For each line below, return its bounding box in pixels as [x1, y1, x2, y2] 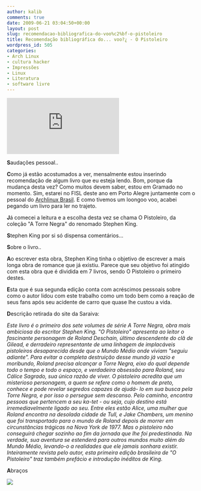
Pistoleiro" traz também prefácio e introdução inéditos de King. [7, 456, 163, 462]
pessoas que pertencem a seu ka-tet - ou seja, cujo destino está [7, 398, 167, 405]
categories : [7, 48, 36, 54]
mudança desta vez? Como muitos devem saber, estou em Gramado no [7, 183, 183, 190]
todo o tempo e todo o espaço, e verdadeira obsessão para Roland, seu [7, 366, 185, 373]
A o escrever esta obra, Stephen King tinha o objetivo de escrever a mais [7, 255, 185, 262]
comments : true [7, 14, 45, 20]
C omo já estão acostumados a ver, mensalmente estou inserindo [7, 171, 167, 177]
